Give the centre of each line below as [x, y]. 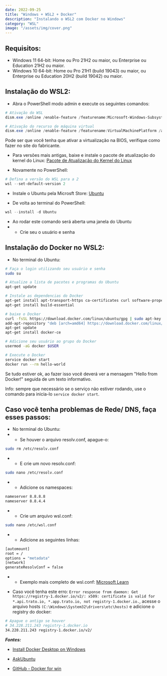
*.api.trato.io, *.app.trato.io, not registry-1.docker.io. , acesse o [86, 602]
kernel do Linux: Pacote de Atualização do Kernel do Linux [72, 161]
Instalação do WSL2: [38, 92]
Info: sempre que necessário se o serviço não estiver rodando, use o [76, 389]
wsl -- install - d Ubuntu [31, 212]
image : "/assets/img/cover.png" [39, 28]
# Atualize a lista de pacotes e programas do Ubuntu [62, 282]
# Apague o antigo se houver [35, 621]
